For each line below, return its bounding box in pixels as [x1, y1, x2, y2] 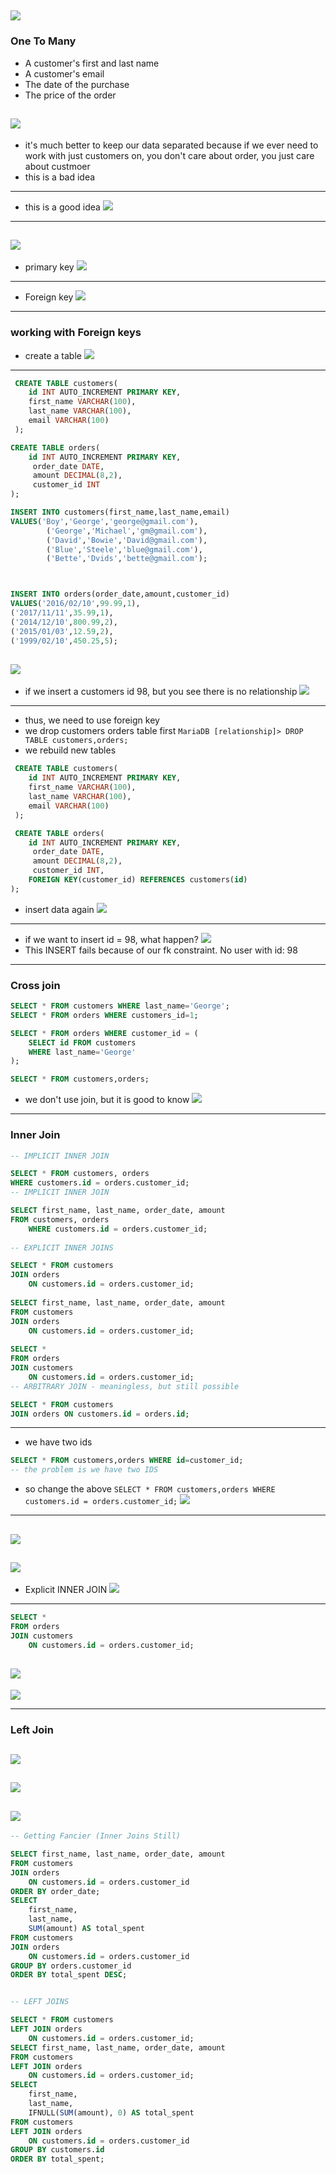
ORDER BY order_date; [10, 1886, 101, 1896]
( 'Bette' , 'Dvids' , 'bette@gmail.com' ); [46, 554, 208, 564]
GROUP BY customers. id [10, 2145, 105, 2155]
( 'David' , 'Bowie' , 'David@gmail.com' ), [46, 535, 208, 545]
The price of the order [24, 89, 117, 101]
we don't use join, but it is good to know [24, 1094, 190, 1106]
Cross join [10, 978, 61, 992]
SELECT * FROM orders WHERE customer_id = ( [10, 1028, 199, 1038]
